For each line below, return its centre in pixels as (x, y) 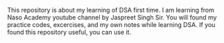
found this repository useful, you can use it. (69, 32)
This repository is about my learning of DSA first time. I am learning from (111, 10)
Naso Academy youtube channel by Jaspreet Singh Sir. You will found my (112, 17)
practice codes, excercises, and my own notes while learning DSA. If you (111, 25)
